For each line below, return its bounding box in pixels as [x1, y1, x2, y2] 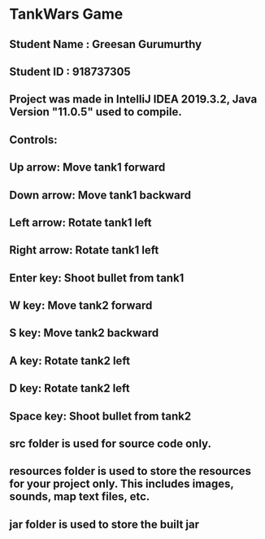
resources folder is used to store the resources [9, 464, 251, 478]
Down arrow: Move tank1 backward [9, 188, 192, 202]
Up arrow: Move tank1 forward [9, 160, 166, 175]
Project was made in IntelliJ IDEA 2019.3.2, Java [9, 93, 258, 106]
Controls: [9, 133, 58, 146]
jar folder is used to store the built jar [9, 517, 200, 531]
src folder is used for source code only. [9, 437, 212, 451]
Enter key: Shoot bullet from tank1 [9, 271, 185, 285]
